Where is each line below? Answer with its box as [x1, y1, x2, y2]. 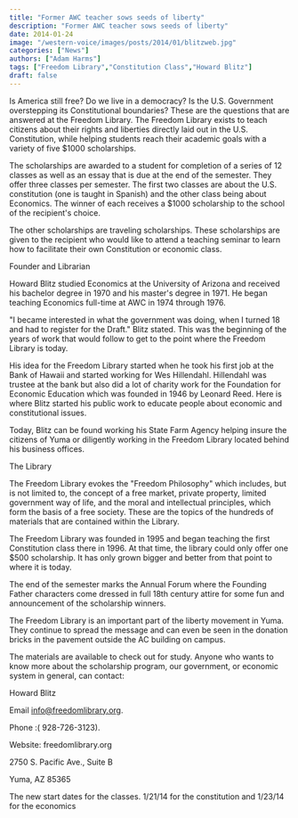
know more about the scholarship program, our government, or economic [9, 660, 278, 671]
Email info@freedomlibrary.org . [9, 705, 124, 716]
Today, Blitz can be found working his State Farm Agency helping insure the [9, 424, 287, 435]
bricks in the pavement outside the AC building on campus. [9, 634, 226, 644]
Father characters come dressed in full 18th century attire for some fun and [9, 588, 285, 599]
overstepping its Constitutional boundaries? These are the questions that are [9, 104, 290, 116]
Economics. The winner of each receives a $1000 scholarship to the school [9, 198, 286, 209]
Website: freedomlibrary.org [9, 739, 113, 749]
